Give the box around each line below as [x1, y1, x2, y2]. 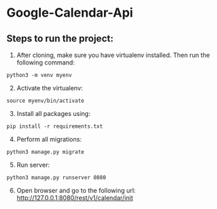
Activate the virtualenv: [16, 84, 83, 92]
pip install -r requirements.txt [6, 123, 103, 130]
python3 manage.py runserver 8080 [6, 174, 107, 181]
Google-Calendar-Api [6, 5, 133, 21]
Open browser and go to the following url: [16, 186, 136, 194]
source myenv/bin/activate [6, 97, 85, 104]
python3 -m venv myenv [6, 72, 72, 78]
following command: [16, 58, 76, 67]
